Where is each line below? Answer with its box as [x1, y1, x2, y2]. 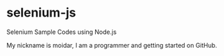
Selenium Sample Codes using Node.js [6, 28, 117, 36]
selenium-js [6, 5, 77, 21]
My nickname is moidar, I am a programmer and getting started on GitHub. [6, 41, 218, 49]
